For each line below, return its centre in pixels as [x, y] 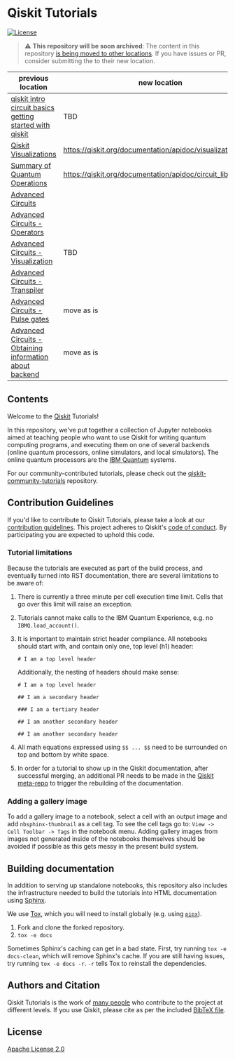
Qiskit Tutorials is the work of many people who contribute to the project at [115, 1002]
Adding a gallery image [47, 801]
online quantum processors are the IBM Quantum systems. [92, 459]
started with [30, 125]
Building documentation [61, 868]
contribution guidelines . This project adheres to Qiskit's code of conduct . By [117, 527]
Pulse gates [30, 319]
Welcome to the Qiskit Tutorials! [53, 416]
